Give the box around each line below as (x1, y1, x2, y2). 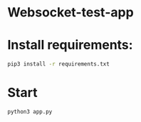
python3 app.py (7, 108, 53, 115)
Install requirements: (7, 37, 133, 54)
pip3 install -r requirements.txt (7, 61, 110, 68)
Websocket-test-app (7, 4, 134, 21)
